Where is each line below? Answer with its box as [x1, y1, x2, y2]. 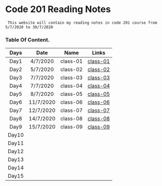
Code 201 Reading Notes [5, 4, 111, 15]
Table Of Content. [5, 36, 50, 43]
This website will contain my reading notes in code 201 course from [7, 20, 157, 25]
